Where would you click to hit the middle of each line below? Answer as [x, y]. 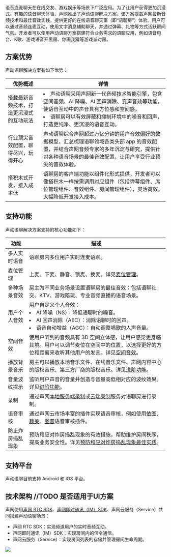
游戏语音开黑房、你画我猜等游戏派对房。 [68, 39]
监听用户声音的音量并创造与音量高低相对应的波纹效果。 [95, 379]
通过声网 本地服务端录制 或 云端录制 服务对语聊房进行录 [93, 396]
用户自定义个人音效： [55, 305]
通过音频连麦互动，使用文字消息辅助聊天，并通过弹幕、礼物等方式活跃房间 [88, 26]
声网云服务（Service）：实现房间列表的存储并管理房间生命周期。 [80, 539]
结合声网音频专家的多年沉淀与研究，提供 [107, 149]
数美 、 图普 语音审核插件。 [60, 421]
